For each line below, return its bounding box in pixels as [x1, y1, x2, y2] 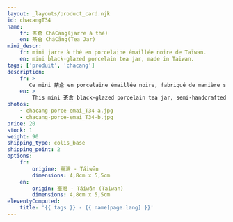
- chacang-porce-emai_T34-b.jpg [19, 113, 113, 120]
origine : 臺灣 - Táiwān [32, 165, 99, 173]
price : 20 [7, 120, 36, 127]
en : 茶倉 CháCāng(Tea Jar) [19, 36, 96, 43]
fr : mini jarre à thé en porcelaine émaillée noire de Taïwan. [19, 49, 207, 56]
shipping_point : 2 [7, 146, 61, 153]
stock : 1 [7, 127, 33, 134]
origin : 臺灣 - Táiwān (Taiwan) [32, 185, 124, 192]
